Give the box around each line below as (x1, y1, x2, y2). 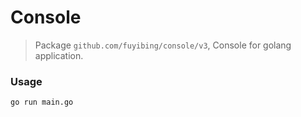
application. (34, 49, 84, 61)
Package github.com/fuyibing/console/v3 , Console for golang (34, 39, 292, 51)
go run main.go (10, 97, 74, 108)
